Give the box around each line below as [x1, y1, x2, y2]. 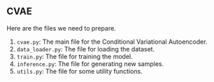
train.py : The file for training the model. [16, 52, 134, 60]
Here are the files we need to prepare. [6, 24, 116, 32]
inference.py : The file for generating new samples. [16, 59, 164, 68]
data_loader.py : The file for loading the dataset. [16, 44, 155, 53]
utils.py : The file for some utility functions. [16, 67, 143, 75]
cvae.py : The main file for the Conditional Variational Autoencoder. [16, 38, 208, 46]
